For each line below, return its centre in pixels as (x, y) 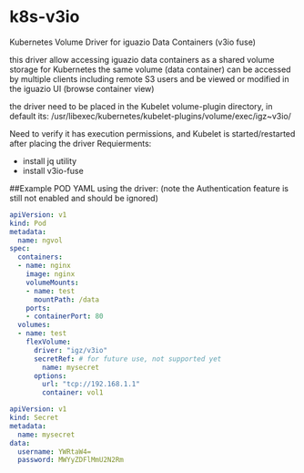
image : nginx (51, 274)
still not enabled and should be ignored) (84, 198)
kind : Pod (28, 223)
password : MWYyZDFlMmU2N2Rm (71, 460)
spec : (20, 249)
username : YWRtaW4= (55, 452)
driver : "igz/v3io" (70, 350)
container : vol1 (73, 393)
